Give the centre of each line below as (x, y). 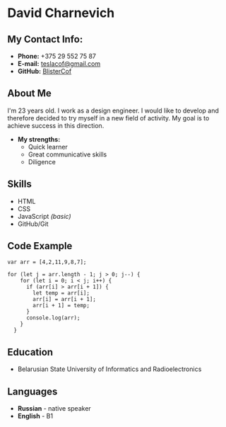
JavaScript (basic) (44, 216)
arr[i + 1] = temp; (61, 306)
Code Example (40, 246)
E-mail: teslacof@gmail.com (59, 64)
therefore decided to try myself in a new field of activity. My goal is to (108, 118)
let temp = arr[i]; (61, 293)
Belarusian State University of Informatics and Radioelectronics (109, 369)
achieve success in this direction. (56, 125)
